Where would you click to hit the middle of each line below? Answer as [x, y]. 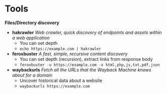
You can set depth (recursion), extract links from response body [86, 59]
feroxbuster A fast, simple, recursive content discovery [70, 54]
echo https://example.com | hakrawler [60, 49]
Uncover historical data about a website [61, 80]
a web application [31, 38]
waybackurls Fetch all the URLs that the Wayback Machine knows [82, 70]
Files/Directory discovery [32, 23]
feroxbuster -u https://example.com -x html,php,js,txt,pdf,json [90, 65]
